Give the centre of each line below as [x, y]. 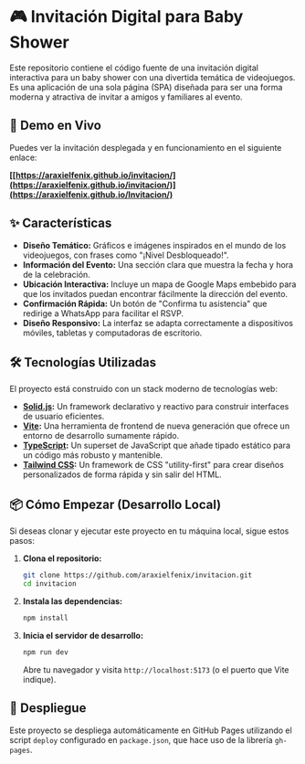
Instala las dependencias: [73, 601]
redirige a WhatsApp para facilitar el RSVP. [103, 313]
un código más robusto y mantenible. [93, 455]
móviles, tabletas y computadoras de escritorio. [112, 333]
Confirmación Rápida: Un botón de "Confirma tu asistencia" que [145, 303]
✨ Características [61, 223]
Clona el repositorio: [62, 558]
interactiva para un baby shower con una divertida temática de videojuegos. [152, 77]
